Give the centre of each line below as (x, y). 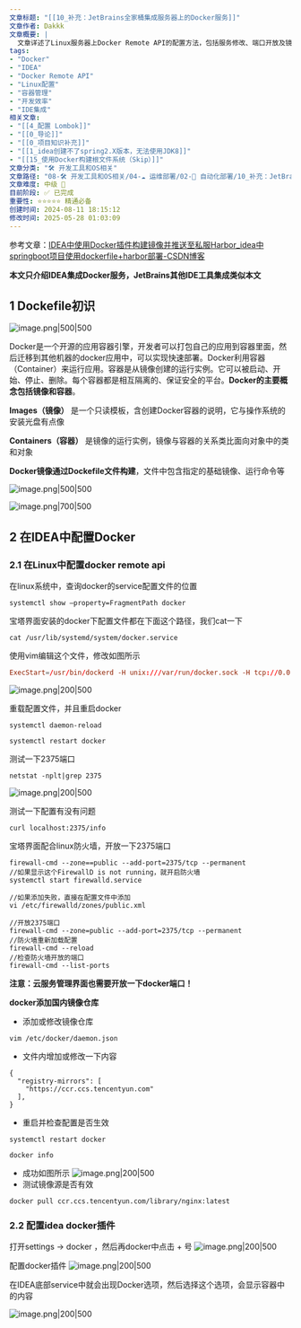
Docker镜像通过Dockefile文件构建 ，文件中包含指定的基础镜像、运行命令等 (147, 471)
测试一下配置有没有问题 (52, 811)
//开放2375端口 (35, 923)
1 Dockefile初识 (52, 306)
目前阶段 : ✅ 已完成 (42, 193)
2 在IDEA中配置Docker (73, 536)
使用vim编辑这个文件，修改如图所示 (75, 655)
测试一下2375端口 (43, 759)
